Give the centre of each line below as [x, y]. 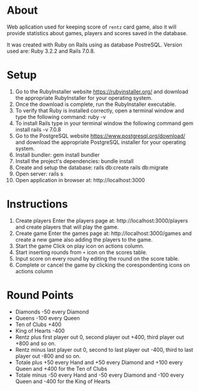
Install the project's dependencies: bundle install [74, 161]
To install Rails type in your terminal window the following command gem [104, 123]
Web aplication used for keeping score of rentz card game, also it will [92, 27]
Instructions [37, 204]
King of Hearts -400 [40, 330]
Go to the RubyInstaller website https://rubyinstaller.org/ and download [102, 91]
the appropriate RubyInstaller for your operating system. [84, 98]
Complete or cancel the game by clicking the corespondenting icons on [102, 265]
